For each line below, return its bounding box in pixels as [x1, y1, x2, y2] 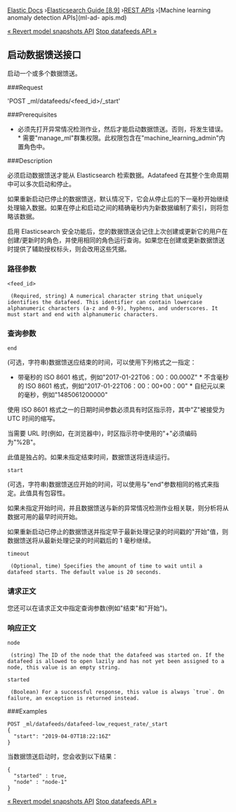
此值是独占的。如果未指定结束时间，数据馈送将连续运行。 [7, 453, 173, 461]
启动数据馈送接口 [7, 49, 81, 61]
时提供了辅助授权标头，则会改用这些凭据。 [7, 244, 131, 253]
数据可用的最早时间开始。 [7, 513, 81, 521]
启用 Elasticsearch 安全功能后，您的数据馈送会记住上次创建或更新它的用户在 [7, 227, 228, 235]
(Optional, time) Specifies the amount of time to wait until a [10, 563, 202, 570]
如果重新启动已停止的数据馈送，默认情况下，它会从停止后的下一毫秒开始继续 [7, 195, 229, 203]
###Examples [7, 707, 48, 715]
